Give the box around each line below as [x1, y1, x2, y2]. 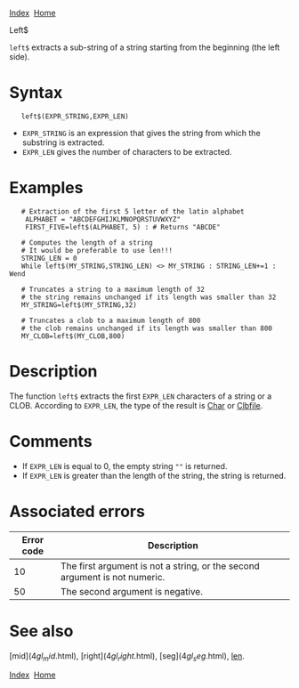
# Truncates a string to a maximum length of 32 [20, 285, 205, 294]
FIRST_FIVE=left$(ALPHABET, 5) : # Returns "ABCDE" [25, 223, 221, 231]
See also [9, 620, 74, 641]
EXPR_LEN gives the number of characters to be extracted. [21, 146, 232, 157]
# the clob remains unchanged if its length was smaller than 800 [20, 324, 273, 333]
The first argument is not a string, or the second [61, 560, 260, 572]
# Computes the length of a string [20, 238, 153, 247]
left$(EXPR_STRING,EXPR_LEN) [20, 111, 129, 121]
